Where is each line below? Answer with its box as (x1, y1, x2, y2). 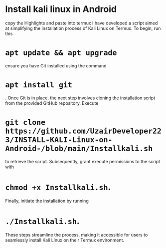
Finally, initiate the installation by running (5, 198, 89, 204)
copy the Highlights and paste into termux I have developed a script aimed (5, 20, 158, 26)
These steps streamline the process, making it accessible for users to (5, 232, 148, 238)
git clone (5, 118, 46, 127)
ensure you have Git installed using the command (5, 62, 107, 68)
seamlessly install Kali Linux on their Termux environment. (5, 237, 125, 243)
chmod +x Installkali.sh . (5, 181, 111, 193)
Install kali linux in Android (5, 3, 117, 15)
